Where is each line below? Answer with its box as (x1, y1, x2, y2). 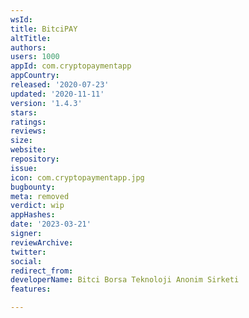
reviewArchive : (10, 237, 74, 248)
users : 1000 (10, 52, 60, 62)
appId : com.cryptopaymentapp (10, 61, 132, 71)
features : (10, 284, 52, 295)
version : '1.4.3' (10, 98, 83, 108)
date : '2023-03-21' (10, 219, 92, 230)
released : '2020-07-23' (10, 80, 110, 90)
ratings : (10, 117, 47, 127)
